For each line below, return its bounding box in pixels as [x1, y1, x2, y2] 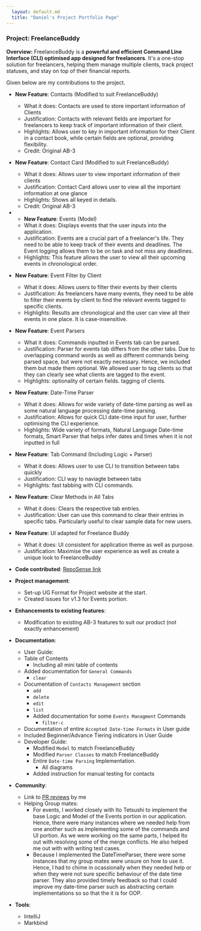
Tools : [14, 901, 31, 908]
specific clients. [23, 302, 63, 310]
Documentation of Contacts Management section [23, 680, 141, 688]
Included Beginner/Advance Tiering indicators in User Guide [23, 732, 173, 739]
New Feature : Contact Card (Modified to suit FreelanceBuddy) [14, 158, 169, 166]
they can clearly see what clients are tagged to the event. [23, 371, 166, 378]
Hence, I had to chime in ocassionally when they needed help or [32, 864, 192, 871]
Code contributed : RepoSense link [14, 565, 101, 572]
